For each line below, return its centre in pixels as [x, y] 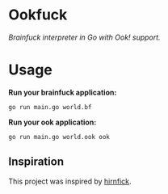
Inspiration [36, 162]
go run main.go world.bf [50, 107]
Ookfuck [38, 15]
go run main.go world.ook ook [59, 137]
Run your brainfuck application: [63, 92]
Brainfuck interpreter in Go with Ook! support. [84, 37]
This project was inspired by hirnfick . [70, 181]
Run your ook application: [52, 122]
